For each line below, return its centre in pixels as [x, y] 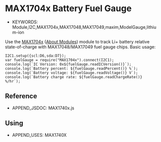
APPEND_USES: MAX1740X [39, 135]
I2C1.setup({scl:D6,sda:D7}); [36, 56]
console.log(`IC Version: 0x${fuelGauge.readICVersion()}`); [68, 64]
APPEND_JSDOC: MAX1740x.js [43, 108]
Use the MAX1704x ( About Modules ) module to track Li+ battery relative [77, 41]
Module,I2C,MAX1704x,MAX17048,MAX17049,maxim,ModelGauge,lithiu [84, 27]
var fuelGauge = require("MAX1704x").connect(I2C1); [60, 60]
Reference [21, 96]
